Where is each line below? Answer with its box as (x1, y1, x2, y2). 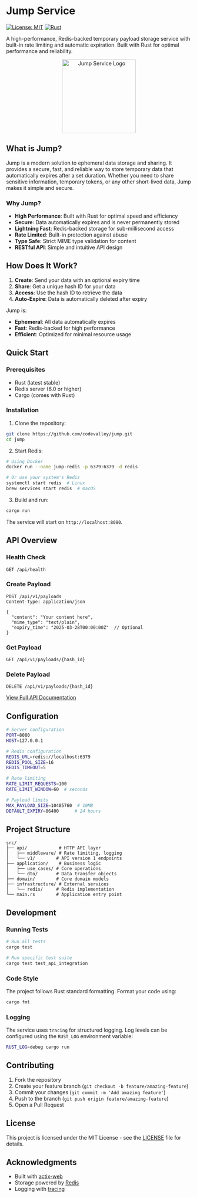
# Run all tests (6, 939, 46, 945)
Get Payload (6, 643, 42, 651)
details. (6, 1140, 24, 1147)
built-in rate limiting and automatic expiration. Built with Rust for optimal (6, 41, 179, 48)
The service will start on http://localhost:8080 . (6, 518, 123, 526)
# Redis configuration (6, 748, 62, 754)
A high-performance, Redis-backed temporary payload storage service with (6, 35, 191, 42)
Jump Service (6, 4, 76, 18)
